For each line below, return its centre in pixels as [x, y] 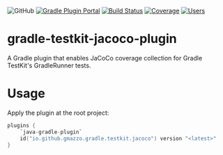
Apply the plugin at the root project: [58, 113]
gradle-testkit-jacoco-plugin [92, 39]
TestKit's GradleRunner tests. [49, 65]
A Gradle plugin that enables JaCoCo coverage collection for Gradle [105, 58]
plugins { [22, 125]
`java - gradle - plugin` [51, 132]
